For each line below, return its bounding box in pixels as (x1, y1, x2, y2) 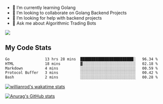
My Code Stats (5, 44, 52, 52)
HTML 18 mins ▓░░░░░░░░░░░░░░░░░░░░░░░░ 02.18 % (5, 61, 158, 66)
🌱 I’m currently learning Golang (12, 5, 76, 10)
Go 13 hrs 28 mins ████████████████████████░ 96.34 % (5, 56, 158, 61)
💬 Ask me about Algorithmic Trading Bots (12, 20, 96, 26)
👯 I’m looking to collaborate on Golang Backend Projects (12, 10, 127, 16)
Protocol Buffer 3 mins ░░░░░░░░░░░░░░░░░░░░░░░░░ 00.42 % (5, 70, 158, 76)
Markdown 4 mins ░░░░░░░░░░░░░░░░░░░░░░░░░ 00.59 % (5, 66, 158, 71)
